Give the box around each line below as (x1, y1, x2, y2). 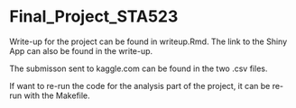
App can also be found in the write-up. (9, 45, 153, 56)
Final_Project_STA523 (9, 6, 179, 27)
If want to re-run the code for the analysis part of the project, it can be (9, 80, 271, 91)
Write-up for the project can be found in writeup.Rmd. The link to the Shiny (9, 36, 288, 47)
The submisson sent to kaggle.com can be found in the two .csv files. (9, 63, 268, 74)
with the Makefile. (23, 90, 90, 101)
